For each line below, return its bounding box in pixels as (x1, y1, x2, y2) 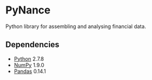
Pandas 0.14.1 (13, 68, 46, 75)
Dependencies (5, 40, 59, 50)
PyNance (5, 4, 51, 17)
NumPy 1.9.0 (13, 61, 45, 68)
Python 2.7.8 (13, 55, 44, 62)
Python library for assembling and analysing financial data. (5, 23, 146, 30)
